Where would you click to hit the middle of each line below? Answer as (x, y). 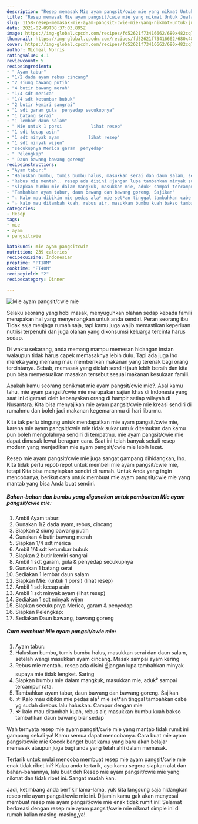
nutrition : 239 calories (37, 252)
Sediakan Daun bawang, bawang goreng (64, 618)
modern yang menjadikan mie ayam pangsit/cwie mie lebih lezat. (85, 447)
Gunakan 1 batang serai (43, 568)
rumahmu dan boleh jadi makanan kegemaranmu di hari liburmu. (85, 410)
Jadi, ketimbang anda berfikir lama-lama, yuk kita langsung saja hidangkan (97, 789)
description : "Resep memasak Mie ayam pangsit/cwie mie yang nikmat (92, 11)
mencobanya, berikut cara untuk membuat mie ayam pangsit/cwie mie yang (98, 477)
